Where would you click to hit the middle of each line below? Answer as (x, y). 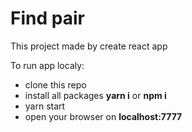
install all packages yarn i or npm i (95, 95)
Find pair (47, 18)
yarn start (45, 106)
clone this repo (55, 84)
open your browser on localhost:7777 (103, 116)
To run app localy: (47, 65)
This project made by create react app (89, 46)
